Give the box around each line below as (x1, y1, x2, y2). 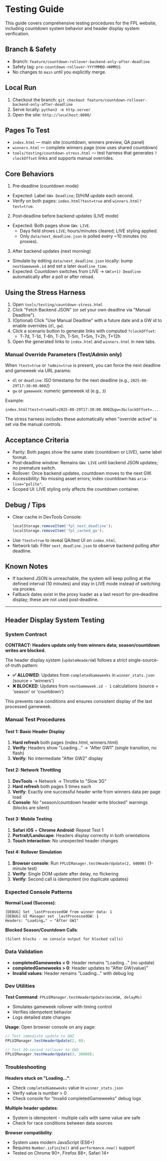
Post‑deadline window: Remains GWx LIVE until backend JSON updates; (12, 460, 158, 466)
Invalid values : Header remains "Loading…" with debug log (12, 970, 134, 976)
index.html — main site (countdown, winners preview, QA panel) (12, 139, 145, 145)
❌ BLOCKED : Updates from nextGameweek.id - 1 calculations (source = (12, 683, 159, 689)
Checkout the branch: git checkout (12, 96, 85, 103)
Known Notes (5, 563, 48, 571)
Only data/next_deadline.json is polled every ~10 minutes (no (19, 233, 148, 239)
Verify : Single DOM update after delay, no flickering (12, 871, 119, 876)
